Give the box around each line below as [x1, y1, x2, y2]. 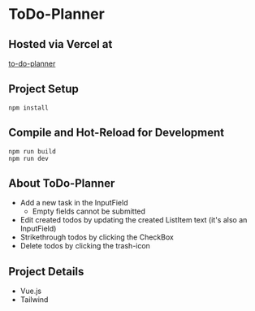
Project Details [8, 265, 84, 279]
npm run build [8, 147, 57, 155]
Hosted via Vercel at [8, 37, 113, 51]
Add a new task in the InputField [19, 198, 128, 208]
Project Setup [8, 82, 80, 96]
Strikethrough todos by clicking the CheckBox [19, 232, 175, 242]
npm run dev [8, 154, 49, 162]
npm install [8, 103, 49, 112]
